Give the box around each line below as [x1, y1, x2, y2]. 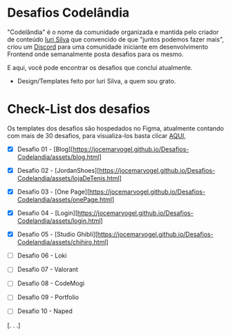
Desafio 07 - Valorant [17, 265, 78, 274]
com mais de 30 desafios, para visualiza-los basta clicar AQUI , [7, 131, 186, 140]
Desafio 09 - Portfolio [17, 293, 80, 301]
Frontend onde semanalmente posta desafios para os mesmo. [7, 50, 184, 58]
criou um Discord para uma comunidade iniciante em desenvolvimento [7, 42, 209, 51]
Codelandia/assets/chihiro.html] [17, 238, 109, 246]
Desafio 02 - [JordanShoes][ [17, 166, 100, 174]
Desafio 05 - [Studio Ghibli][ [17, 230, 98, 239]
